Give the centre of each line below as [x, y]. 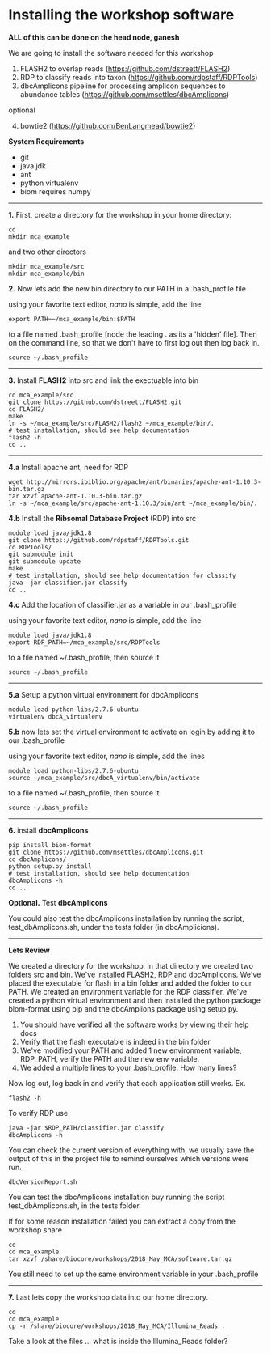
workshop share [35, 1230]
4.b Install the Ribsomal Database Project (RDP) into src [102, 518]
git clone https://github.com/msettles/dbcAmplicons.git [106, 852]
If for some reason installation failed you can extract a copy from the [122, 1221]
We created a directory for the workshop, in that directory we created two [131, 965]
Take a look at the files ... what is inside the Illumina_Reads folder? [118, 1341]
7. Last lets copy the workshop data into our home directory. [108, 1297]
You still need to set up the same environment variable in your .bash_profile [133, 1274]
